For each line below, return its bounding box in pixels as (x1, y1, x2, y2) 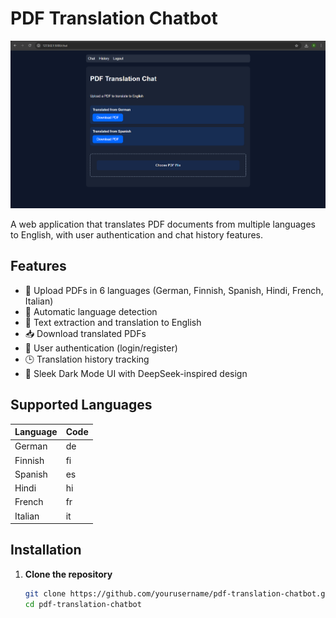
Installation (10, 542, 82, 559)
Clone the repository (24, 568, 113, 580)
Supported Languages (10, 397, 153, 414)
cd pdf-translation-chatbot (24, 599, 142, 609)
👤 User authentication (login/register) (24, 342, 178, 354)
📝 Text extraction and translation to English (24, 316, 202, 328)
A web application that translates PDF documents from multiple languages (10, 218, 316, 230)
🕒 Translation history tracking (24, 353, 150, 365)
